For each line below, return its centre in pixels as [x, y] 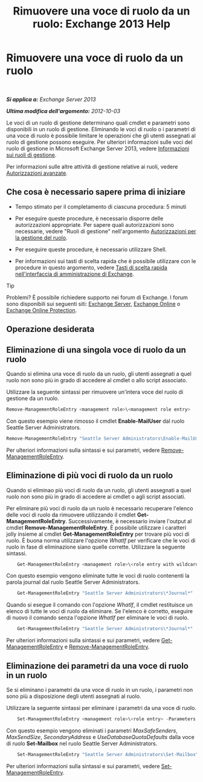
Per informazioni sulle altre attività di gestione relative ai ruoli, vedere [92, 166]
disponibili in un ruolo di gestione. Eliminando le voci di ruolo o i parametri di [101, 129]
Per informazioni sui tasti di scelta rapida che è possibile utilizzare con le [105, 261]
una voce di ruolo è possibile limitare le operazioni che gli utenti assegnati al [101, 135]
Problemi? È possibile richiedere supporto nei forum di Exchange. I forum [97, 297]
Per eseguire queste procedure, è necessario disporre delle [89, 218]
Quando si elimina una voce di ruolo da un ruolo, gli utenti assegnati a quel [99, 374]
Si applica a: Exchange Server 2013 [51, 99]
